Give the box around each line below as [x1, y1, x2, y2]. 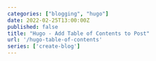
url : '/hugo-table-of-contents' [7, 36, 102, 43]
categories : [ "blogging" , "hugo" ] [7, 10, 109, 18]
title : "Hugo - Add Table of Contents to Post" [7, 29, 150, 37]
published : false [7, 23, 59, 30]
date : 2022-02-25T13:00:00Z [7, 17, 90, 24]
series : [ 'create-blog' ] [7, 43, 80, 50]
